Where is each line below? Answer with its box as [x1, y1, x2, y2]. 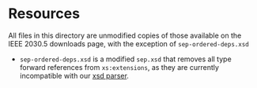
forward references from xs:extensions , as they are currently [19, 62, 220, 71]
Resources [8, 5, 81, 23]
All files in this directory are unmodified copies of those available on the [8, 31, 242, 40]
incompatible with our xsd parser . [19, 71, 129, 80]
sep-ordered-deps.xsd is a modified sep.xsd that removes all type [19, 54, 232, 64]
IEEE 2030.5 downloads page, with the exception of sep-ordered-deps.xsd [8, 38, 249, 48]
